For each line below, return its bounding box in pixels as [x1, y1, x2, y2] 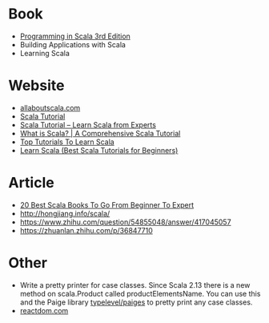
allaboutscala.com [19, 103, 81, 112]
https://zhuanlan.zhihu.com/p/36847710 [19, 225, 154, 235]
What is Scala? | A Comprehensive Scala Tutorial [19, 128, 181, 138]
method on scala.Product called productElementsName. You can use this [19, 289, 261, 298]
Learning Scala [19, 48, 70, 58]
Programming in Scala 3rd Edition [19, 31, 130, 41]
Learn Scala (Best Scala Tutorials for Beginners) [19, 145, 179, 155]
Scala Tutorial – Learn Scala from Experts [19, 119, 156, 129]
